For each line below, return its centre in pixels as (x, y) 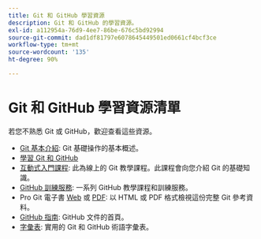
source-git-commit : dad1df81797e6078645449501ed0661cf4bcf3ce (112, 37)
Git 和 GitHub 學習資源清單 (95, 108)
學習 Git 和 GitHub (49, 158)
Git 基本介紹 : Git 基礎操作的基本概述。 (81, 148)
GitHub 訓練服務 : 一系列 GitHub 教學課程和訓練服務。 (106, 187)
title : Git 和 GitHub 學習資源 (56, 15)
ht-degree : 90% (33, 60)
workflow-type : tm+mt (44, 45)
